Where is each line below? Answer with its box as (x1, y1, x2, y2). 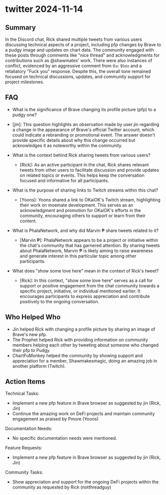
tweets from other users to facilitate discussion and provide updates (19, 167, 160, 173)
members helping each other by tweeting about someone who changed (12, 342, 159, 348)
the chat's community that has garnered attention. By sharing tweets (19, 242, 160, 248)
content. (19, 217, 37, 224)
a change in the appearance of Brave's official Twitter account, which (12, 127, 155, 133)
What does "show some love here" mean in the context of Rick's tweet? (12, 268, 159, 274)
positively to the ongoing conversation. (19, 298, 100, 304)
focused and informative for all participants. (19, 177, 109, 183)
